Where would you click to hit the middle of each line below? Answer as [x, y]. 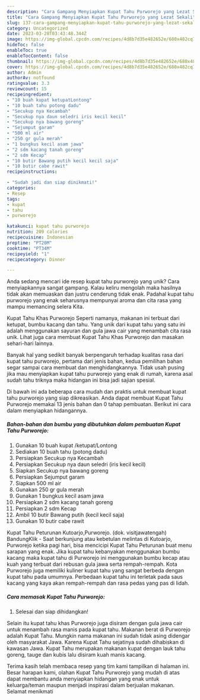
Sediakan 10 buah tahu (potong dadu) [61, 452]
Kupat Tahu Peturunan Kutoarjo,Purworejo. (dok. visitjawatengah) [87, 533]
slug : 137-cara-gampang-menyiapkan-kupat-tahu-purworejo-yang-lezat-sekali [102, 23]
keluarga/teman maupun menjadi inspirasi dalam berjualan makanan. [91, 685]
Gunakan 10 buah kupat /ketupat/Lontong [66, 445]
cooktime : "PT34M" [29, 248]
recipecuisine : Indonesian [40, 237]
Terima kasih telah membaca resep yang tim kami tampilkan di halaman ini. [98, 666]
